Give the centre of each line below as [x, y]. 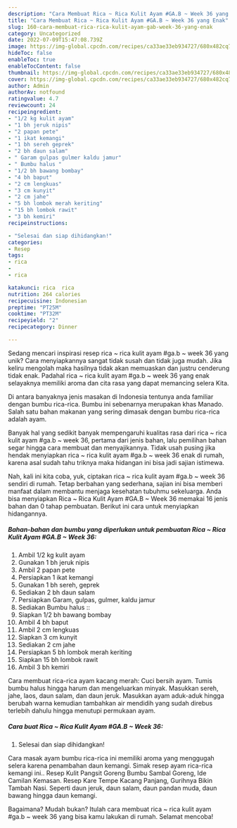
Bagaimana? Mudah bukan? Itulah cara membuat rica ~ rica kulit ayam [110, 809]
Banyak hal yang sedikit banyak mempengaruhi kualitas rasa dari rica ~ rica [117, 433]
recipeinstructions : [38, 223]
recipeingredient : [35, 112]
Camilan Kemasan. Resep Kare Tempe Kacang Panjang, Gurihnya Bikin [110, 780]
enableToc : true [32, 60]
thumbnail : [24, 72]
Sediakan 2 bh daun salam [57, 592]
